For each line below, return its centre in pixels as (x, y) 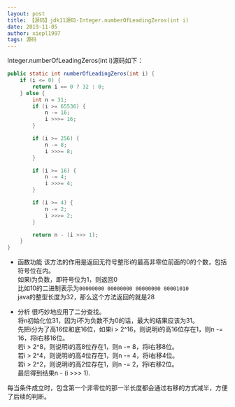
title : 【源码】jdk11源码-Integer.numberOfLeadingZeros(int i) (98, 20)
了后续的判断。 (29, 397)
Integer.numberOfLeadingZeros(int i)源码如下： (75, 61)
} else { (33, 93)
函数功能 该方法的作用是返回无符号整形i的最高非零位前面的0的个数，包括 (122, 262)
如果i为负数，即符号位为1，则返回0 (67, 280)
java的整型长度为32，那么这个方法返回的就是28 (86, 297)
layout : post (26, 14)
